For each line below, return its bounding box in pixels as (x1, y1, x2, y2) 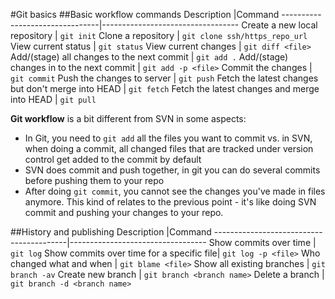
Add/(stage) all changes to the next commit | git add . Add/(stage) (10, 51, 289, 63)
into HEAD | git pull (10, 94, 97, 105)
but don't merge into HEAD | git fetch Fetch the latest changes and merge (10, 83, 320, 94)
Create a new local (241, 19, 318, 31)
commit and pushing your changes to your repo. (24, 207, 224, 218)
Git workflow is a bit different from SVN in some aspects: (10, 113, 247, 124)
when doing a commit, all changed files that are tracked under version (24, 143, 314, 154)
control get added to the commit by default (24, 154, 202, 165)
